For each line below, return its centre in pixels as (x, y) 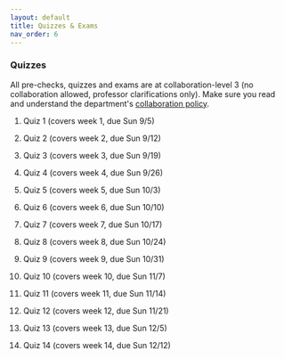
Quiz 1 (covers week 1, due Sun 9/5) (89, 120)
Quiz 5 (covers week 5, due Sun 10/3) (92, 190)
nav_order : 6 (34, 34)
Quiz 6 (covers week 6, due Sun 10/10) (93, 207)
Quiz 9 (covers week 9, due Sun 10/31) (93, 258)
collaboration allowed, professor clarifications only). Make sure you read (143, 94)
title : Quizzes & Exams (54, 26)
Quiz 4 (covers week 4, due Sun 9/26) (93, 172)
